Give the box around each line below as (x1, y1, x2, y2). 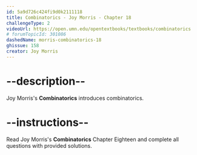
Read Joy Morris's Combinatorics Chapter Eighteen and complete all (6, 136, 179, 143)
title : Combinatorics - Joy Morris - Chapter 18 (6, 15, 132, 21)
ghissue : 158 (6, 43, 39, 49)
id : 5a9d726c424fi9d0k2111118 (6, 8, 83, 15)
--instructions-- (6, 116, 89, 129)
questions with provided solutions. (6, 142, 92, 149)
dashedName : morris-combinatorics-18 (6, 37, 102, 43)
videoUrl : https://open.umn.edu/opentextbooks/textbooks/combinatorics (6, 25, 191, 32)
